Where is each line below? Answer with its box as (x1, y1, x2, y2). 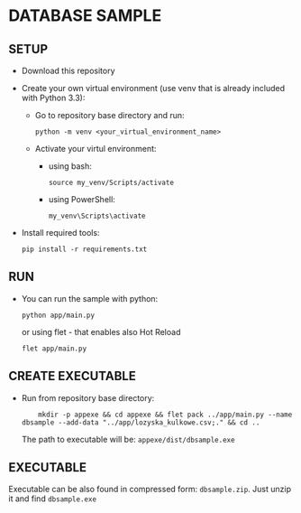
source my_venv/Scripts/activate (48, 178, 175, 187)
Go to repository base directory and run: (34, 110, 186, 120)
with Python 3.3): (21, 92, 86, 103)
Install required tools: (21, 228, 100, 238)
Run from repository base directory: (21, 392, 155, 403)
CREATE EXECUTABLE (8, 368, 136, 384)
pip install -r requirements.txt (21, 245, 148, 254)
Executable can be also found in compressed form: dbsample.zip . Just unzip (8, 484, 292, 495)
